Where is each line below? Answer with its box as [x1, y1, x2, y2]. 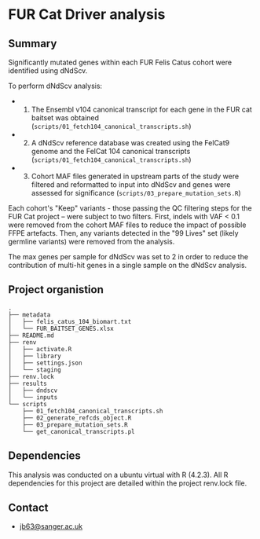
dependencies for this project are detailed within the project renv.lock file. [8, 478, 247, 488]
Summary [8, 37, 57, 50]
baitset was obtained [31, 113, 100, 123]
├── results [8, 379, 47, 387]
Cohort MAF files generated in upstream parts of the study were [31, 171, 240, 181]
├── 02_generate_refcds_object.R [22, 414, 132, 422]
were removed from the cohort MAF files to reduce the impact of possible [8, 220, 247, 229]
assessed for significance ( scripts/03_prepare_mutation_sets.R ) [31, 189, 241, 197]
